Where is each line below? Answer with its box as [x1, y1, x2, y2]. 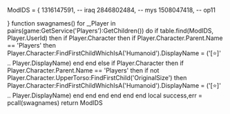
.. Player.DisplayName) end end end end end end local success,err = [7, 91, 202, 99]
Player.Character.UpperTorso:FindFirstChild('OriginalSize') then [7, 74, 187, 82]
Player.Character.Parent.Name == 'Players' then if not [7, 66, 160, 75]
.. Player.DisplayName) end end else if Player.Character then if [7, 59, 184, 67]
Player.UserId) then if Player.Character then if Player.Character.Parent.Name [7, 34, 223, 42]
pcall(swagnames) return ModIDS [7, 99, 103, 106]
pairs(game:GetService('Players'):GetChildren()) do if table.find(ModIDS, [7, 27, 214, 35]
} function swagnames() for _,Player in [7, 19, 116, 27]
